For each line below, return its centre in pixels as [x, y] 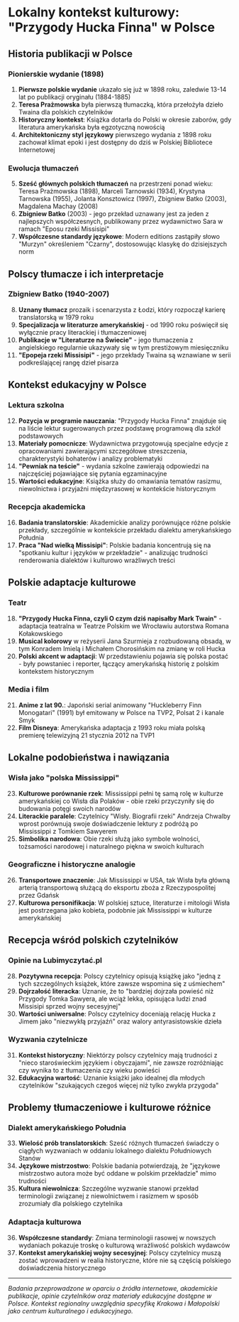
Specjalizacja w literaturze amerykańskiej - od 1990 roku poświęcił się [123, 325]
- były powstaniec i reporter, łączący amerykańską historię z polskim [118, 663]
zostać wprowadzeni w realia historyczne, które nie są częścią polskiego [124, 1260]
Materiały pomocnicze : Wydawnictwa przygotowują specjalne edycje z [123, 443]
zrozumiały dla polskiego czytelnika [71, 1204]
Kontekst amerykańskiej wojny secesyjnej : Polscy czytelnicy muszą [119, 1252]
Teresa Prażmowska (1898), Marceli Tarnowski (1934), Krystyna [112, 191]
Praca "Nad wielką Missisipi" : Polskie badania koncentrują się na [115, 545]
